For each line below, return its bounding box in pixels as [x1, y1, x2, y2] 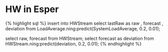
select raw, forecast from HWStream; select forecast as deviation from [5, 35, 154, 41]
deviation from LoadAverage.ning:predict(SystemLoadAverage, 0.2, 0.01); [5, 25, 160, 31]
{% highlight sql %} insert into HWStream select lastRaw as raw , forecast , [5, 20, 164, 26]
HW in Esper [5, 4, 59, 15]
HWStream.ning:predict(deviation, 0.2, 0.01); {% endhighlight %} [5, 40, 142, 46]
